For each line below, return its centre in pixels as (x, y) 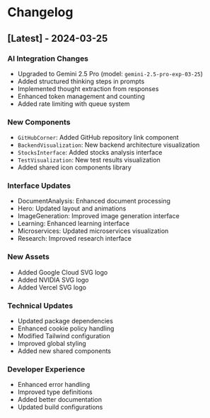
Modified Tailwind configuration (64, 336)
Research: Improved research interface (75, 239)
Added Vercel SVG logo (52, 287)
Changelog (40, 12)
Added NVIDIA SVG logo (53, 280)
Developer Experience (46, 369)
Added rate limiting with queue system (74, 104)
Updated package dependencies (65, 321)
